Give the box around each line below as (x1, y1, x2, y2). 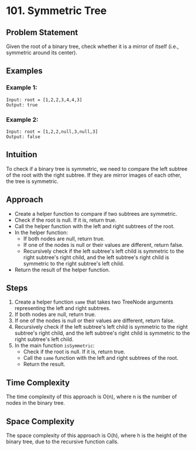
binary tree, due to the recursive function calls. (6, 438, 119, 445)
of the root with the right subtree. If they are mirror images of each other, (6, 171, 182, 178)
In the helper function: (14, 229, 68, 236)
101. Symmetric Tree (6, 4, 107, 18)
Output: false (6, 133, 41, 140)
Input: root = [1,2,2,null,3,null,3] (6, 129, 98, 135)
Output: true (6, 102, 38, 108)
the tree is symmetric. (6, 177, 59, 185)
